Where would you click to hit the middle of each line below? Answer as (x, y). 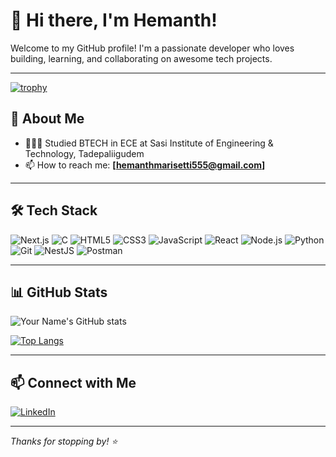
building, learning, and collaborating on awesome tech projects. (141, 58)
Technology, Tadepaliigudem (84, 153)
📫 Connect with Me (73, 382)
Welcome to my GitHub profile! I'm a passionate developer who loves (152, 48)
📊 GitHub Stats (59, 292)
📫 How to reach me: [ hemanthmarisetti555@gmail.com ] (145, 165)
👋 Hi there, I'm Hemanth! (114, 20)
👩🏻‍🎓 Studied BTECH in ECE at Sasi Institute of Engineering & (149, 143)
